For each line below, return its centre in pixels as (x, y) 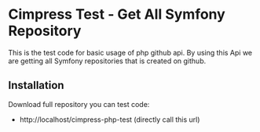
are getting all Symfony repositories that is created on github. (107, 61)
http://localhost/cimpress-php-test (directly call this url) (110, 120)
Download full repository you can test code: (79, 104)
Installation (36, 86)
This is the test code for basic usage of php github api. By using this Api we (130, 52)
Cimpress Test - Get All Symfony (117, 14)
